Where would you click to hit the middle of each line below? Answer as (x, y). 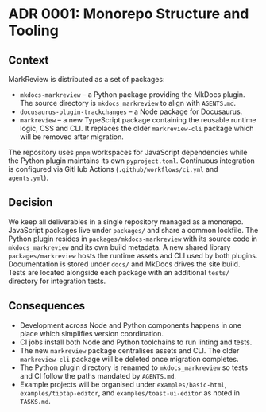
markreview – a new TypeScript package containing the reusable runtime (138, 120)
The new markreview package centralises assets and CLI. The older (129, 350)
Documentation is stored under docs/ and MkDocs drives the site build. (124, 264)
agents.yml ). (29, 177)
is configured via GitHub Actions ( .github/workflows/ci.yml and (113, 169)
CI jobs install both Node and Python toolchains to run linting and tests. (136, 342)
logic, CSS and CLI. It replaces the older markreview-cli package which (137, 128)
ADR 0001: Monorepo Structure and (129, 14)
